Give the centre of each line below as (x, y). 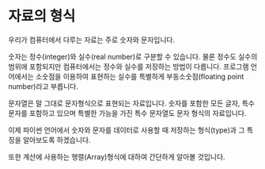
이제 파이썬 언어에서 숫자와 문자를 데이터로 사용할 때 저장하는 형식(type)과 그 (127, 130)
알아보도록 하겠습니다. (57, 140)
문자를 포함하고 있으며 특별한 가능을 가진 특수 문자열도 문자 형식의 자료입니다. (127, 113)
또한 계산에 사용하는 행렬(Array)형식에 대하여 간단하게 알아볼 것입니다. (117, 156)
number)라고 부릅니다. (44, 86)
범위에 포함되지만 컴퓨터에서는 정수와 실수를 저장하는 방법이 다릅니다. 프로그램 (129, 66)
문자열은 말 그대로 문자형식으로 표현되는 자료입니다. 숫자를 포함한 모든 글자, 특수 (132, 103)
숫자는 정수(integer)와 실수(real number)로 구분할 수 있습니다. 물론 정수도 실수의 (133, 56)
